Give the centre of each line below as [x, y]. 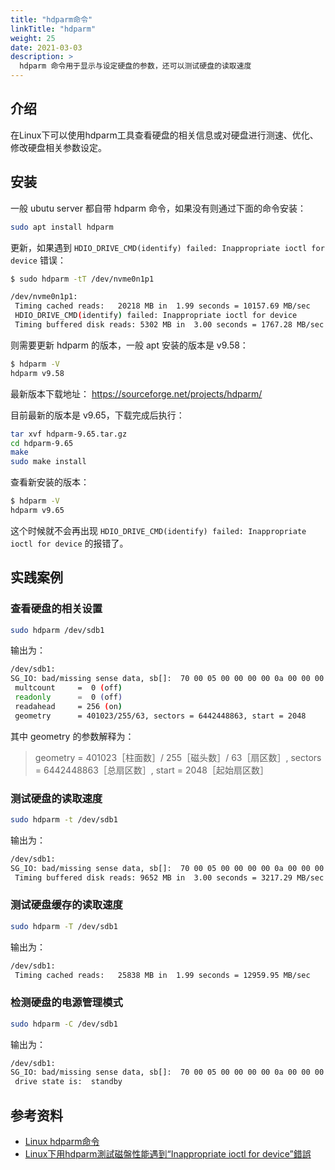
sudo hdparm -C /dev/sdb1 [64, 1024]
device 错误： [38, 260]
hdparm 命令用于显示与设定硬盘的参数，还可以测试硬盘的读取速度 [135, 66]
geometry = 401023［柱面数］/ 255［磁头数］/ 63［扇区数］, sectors [178, 757]
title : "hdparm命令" [51, 19]
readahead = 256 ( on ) [68, 706]
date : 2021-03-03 [46, 47]
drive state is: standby [68, 1082]
